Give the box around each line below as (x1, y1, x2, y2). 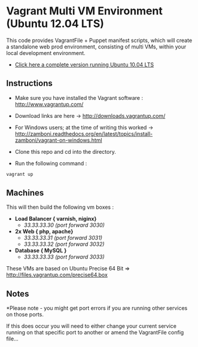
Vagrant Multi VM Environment (6, 4, 163, 18)
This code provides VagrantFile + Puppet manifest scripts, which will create (6, 36, 193, 44)
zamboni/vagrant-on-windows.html (14, 136, 103, 144)
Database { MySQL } (14, 247, 67, 254)
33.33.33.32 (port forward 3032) (23, 241, 105, 248)
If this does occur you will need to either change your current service (6, 322, 177, 330)
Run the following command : (14, 160, 87, 167)
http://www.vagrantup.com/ (14, 101, 84, 108)
